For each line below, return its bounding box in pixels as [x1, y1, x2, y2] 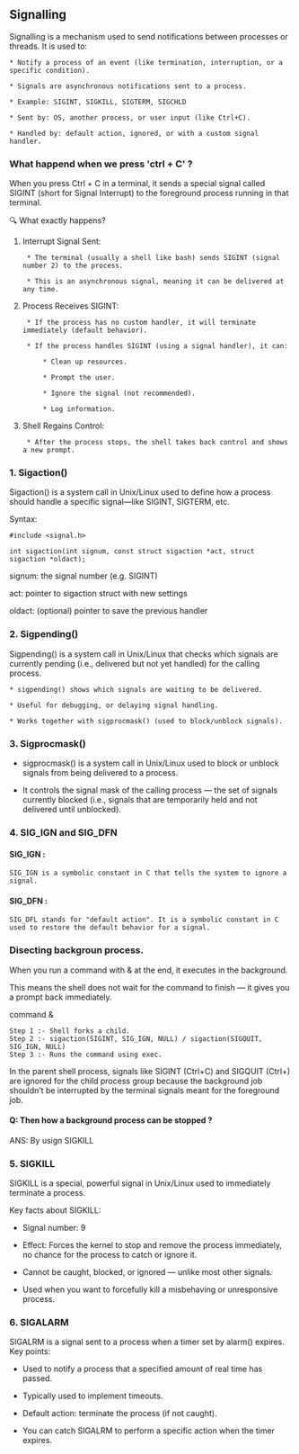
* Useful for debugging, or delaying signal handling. [9, 701, 219, 710]
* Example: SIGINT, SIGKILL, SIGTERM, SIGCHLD [9, 97, 187, 106]
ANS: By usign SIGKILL [9, 1135, 94, 1145]
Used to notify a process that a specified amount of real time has [22, 1363, 263, 1375]
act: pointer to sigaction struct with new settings [9, 588, 189, 599]
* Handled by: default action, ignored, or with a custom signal [9, 129, 259, 138]
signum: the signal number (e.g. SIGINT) [9, 570, 159, 581]
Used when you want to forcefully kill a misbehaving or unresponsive [22, 1284, 278, 1295]
